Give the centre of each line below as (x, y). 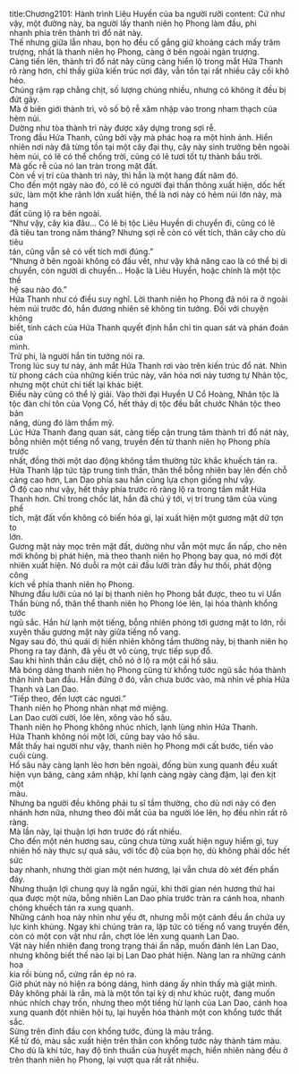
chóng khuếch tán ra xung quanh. (72, 908)
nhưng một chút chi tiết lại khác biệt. (77, 384)
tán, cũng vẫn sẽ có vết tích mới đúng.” (81, 251)
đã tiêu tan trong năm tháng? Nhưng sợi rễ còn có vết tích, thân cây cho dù (148, 232)
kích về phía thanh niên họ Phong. (72, 584)
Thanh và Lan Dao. (44, 689)
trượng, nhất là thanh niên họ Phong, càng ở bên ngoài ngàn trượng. (134, 52)
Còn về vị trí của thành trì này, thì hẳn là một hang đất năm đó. (124, 175)
